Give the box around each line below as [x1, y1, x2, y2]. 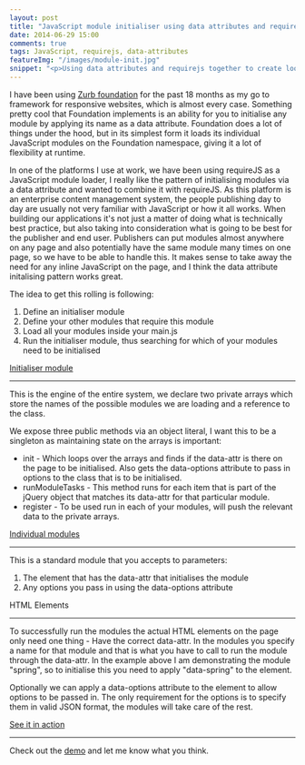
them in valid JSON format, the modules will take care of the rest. [9, 701, 253, 712]
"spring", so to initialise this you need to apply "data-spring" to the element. [9, 664, 292, 675]
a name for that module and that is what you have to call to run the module [9, 645, 288, 656]
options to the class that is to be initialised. [22, 472, 182, 483]
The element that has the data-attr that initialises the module [22, 572, 250, 583]
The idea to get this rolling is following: [9, 288, 154, 299]
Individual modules [9, 528, 80, 539]
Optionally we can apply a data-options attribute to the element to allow [9, 681, 278, 692]
